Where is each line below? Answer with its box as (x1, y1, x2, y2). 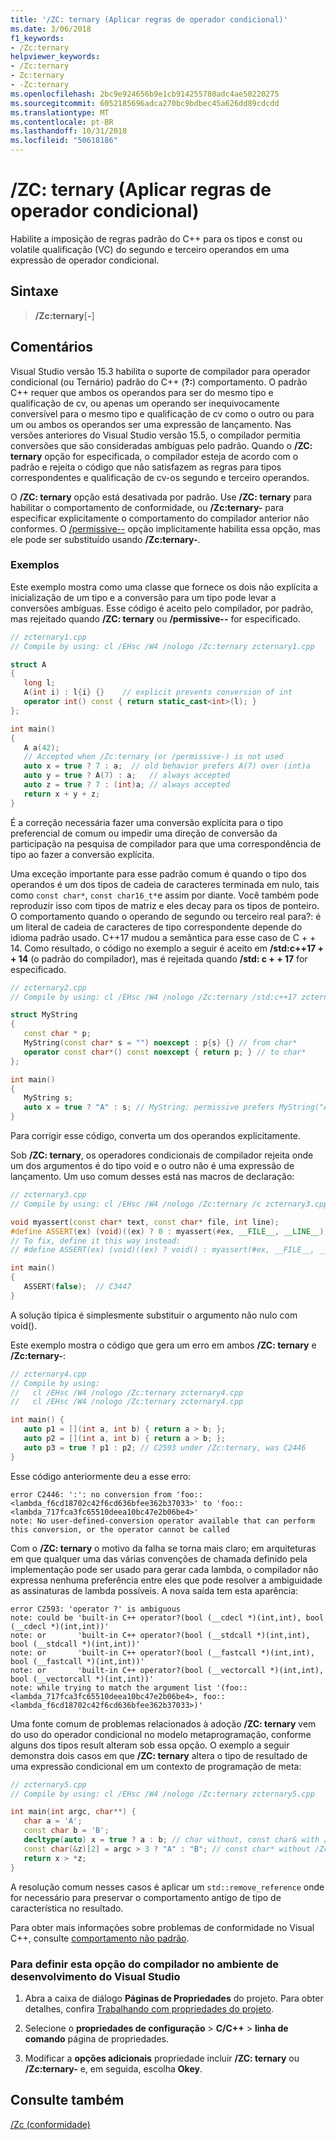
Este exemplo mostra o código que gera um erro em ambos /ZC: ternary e (10, 1339, 317, 1351)
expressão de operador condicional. (10, 254, 160, 266)
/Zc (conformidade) (10, 2118, 91, 2130)
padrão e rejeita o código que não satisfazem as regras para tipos (10, 461, 282, 473)
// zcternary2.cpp (10, 982, 87, 993)
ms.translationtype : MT (10, 107, 110, 118)
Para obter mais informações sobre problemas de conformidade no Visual (10, 1921, 315, 1933)
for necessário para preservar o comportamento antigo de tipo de (10, 1891, 282, 1903)
